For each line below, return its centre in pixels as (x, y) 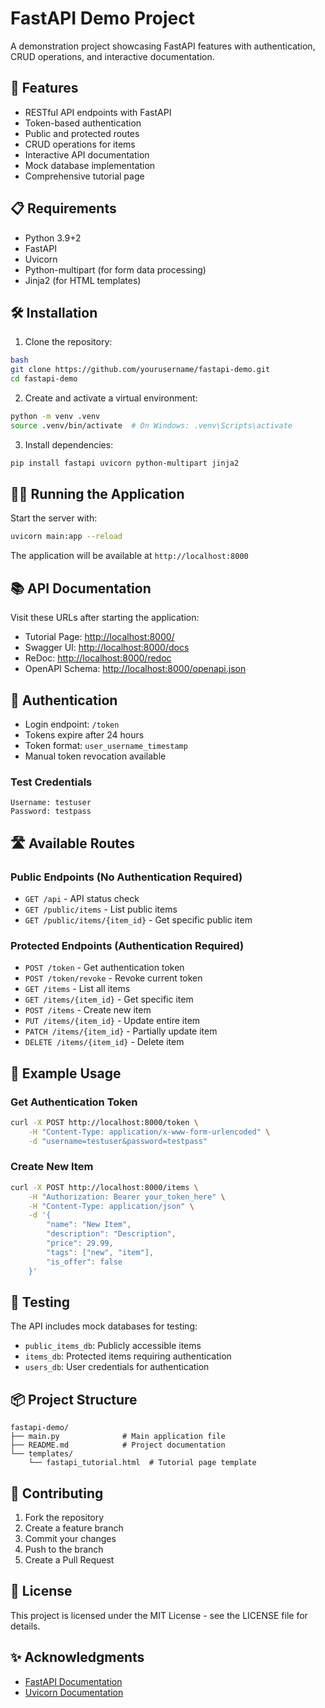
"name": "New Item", (89, 1225)
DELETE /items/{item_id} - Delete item (104, 1042)
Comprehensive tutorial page (84, 176)
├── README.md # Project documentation (118, 1445)
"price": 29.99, (80, 1243)
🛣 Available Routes (72, 843)
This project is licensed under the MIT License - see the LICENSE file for (159, 1615)
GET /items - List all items (77, 989)
